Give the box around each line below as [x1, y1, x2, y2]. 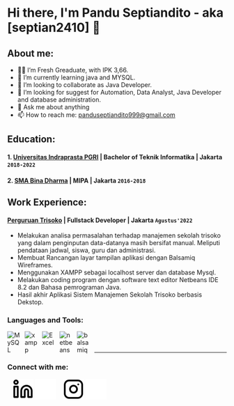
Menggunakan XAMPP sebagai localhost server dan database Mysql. [17, 268, 217, 276]
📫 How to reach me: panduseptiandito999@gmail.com [17, 111, 175, 119]
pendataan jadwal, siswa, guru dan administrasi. [17, 246, 156, 255]
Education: [7, 134, 56, 146]
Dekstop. [17, 298, 44, 306]
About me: [7, 47, 54, 59]
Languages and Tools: [7, 315, 84, 325]
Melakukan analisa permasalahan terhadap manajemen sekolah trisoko [17, 231, 221, 240]
